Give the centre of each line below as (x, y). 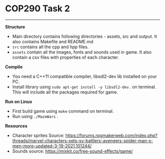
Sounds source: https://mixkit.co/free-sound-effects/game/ (72, 151)
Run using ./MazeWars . (35, 116)
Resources (16, 126)
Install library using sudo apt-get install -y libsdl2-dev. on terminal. (84, 87)
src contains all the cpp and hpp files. (50, 47)
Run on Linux (19, 101)
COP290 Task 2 (38, 9)
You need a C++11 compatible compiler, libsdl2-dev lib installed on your (84, 76)
